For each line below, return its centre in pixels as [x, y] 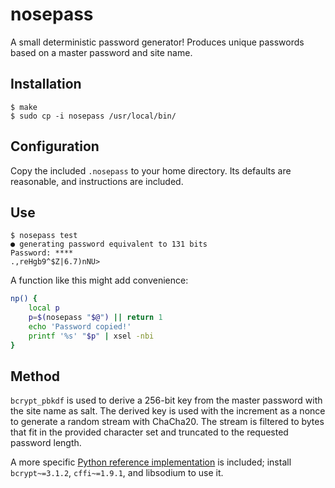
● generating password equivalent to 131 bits [109, 244]
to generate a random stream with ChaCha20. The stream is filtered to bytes [167, 422]
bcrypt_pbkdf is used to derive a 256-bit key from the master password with [166, 400]
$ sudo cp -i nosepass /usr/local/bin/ [93, 116]
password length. [46, 443]
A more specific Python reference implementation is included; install [151, 462]
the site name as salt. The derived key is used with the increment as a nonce [168, 411]
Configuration [55, 146]
